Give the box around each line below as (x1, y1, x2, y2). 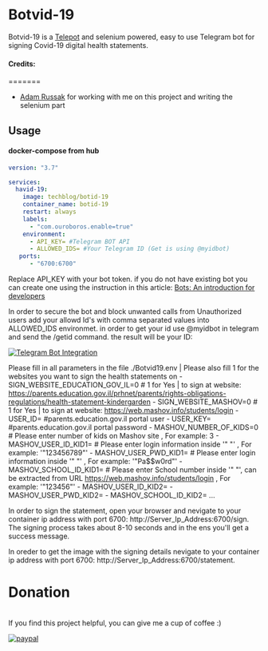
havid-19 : (15, 185, 48, 193)
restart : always (22, 208, 77, 216)
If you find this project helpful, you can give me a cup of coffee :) (8, 618, 222, 628)
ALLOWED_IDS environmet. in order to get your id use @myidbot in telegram (8, 324, 259, 333)
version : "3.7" (8, 164, 59, 172)
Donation (8, 583, 70, 601)
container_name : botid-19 (22, 200, 109, 208)
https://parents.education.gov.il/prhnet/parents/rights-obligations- (8, 389, 227, 399)
